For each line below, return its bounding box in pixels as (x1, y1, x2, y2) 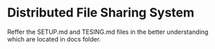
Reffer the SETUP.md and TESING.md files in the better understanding (7, 28, 209, 36)
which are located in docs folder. (7, 35, 101, 43)
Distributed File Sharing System (7, 5, 195, 21)
